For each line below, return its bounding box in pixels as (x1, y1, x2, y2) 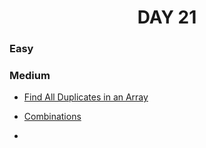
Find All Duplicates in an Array (23, 91, 149, 103)
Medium (9, 69, 51, 83)
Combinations (23, 111, 82, 123)
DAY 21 (137, 6, 197, 29)
